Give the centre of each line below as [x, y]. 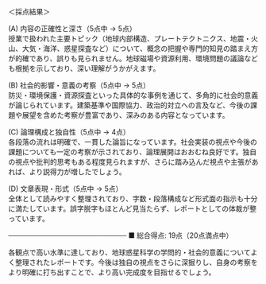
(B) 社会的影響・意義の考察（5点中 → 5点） [79, 85]
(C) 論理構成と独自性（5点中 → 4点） [69, 132]
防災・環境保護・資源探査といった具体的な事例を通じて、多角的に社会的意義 [133, 95]
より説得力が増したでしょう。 [77, 172]
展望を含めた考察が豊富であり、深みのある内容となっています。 [125, 115]
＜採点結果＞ [29, 12]
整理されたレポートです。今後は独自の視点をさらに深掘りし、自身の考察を [136, 262]
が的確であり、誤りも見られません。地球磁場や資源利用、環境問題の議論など [133, 58]
